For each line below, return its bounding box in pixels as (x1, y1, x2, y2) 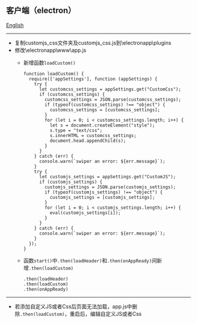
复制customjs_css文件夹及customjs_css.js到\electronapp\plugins (14, 39, 172, 46)
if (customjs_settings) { (39, 179, 103, 185)
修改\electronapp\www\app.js (14, 46, 87, 54)
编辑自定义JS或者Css (90, 310, 142, 317)
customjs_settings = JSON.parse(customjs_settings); (44, 184, 176, 190)
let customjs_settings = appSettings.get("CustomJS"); (39, 174, 176, 179)
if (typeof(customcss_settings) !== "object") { (44, 102, 166, 108)
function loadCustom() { (23, 71, 84, 76)
